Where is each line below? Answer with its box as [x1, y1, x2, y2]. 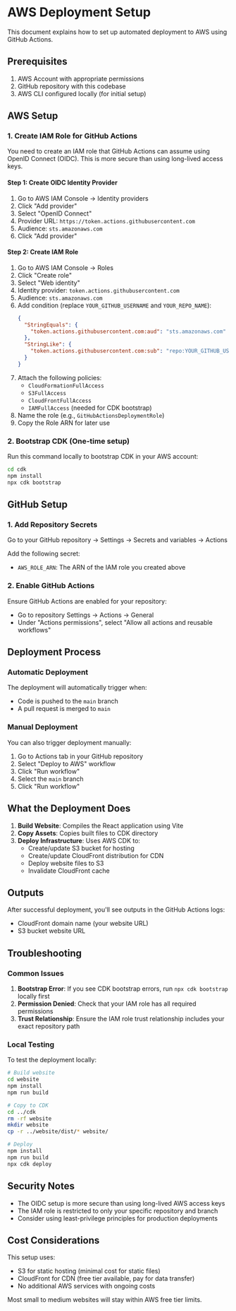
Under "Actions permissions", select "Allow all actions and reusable [17, 618, 213, 626]
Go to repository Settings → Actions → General [17, 611, 154, 619]
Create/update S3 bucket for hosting [27, 844, 135, 852]
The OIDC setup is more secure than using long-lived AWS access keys [17, 1199, 225, 1207]
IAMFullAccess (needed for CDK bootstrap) [27, 404, 153, 412]
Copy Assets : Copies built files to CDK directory [17, 828, 159, 837]
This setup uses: [7, 1253, 56, 1262]
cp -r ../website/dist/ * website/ [7, 1128, 109, 1135]
